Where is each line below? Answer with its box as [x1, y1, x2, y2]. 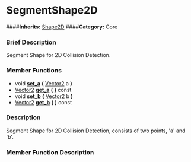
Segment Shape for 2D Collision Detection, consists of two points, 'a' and [6, 127, 186, 134]
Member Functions [6, 66, 62, 75]
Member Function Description [6, 148, 94, 156]
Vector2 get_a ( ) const [14, 86, 72, 93]
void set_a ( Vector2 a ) [14, 80, 72, 87]
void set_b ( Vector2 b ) [14, 93, 73, 100]
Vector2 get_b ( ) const [14, 99, 72, 106]
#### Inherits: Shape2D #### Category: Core [6, 23, 118, 30]
